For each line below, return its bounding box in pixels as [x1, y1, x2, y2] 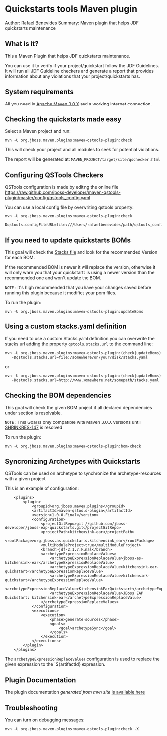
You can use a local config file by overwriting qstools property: [5, 204, 134, 210]
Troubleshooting [5, 703, 58, 712]
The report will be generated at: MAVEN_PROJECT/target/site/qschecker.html [5, 156, 161, 162]
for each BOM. [5, 255, 35, 260]
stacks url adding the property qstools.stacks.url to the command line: [5, 341, 153, 347]
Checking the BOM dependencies [5, 391, 112, 400]
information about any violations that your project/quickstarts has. [5, 73, 140, 79]
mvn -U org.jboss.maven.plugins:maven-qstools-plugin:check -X [5, 727, 139, 732]
